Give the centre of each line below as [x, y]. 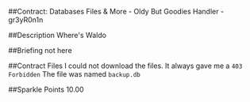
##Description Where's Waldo [58, 35]
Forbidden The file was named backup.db [75, 74]
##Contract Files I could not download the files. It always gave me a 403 [125, 66]
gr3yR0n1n [26, 20]
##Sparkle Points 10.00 [46, 89]
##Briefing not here [40, 50]
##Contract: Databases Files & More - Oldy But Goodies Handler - [116, 11]
